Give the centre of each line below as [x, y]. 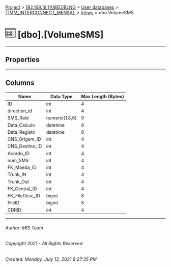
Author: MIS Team [24, 228]
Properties [22, 59]
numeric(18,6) [62, 118]
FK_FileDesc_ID [24, 196]
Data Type [61, 96]
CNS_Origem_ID [24, 139]
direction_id [20, 111]
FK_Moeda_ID [22, 167]
